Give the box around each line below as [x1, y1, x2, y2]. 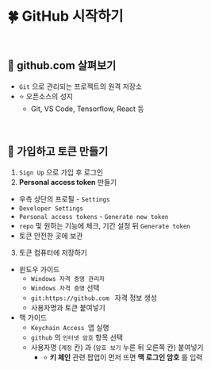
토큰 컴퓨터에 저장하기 [18, 248, 88, 257]
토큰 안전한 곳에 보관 [18, 231, 83, 240]
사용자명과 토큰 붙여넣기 [30, 302, 106, 312]
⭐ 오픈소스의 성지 [18, 91, 73, 101]
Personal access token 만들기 [18, 177, 117, 186]
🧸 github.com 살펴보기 [7, 59, 117, 72]
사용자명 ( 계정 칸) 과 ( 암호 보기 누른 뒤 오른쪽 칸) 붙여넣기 [30, 342, 204, 352]
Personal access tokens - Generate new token [18, 211, 169, 221]
